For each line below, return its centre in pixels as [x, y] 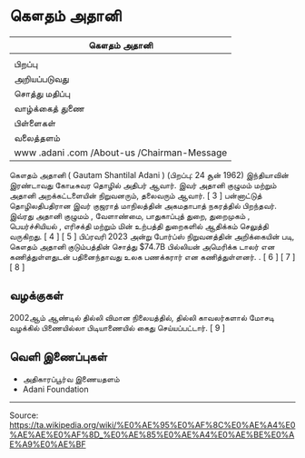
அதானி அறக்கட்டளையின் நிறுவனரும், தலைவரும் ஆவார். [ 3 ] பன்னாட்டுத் [136, 195]
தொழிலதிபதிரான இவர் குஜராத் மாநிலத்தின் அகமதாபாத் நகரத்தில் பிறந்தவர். [143, 205]
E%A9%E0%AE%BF [48, 444]
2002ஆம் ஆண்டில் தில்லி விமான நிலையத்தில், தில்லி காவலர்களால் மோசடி [142, 317]
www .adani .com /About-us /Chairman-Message [121, 153]
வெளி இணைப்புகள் [58, 357]
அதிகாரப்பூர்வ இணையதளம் [71, 379]
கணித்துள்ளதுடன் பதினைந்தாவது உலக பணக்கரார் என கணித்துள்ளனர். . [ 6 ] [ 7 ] [152, 256]
